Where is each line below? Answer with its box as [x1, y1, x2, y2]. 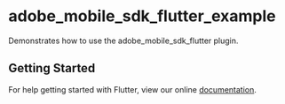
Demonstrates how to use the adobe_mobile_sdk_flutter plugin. [8, 35, 239, 46]
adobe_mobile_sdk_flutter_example [8, 6, 276, 26]
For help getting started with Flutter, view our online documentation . [8, 84, 257, 94]
